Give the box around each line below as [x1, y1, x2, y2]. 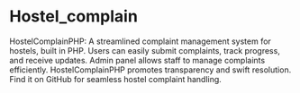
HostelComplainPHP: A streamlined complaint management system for [9, 36, 272, 46]
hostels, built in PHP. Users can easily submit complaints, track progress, [9, 45, 281, 55]
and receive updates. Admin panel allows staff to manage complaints [9, 55, 266, 65]
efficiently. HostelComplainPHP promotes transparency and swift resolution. [9, 64, 292, 75]
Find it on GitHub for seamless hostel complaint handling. [9, 73, 223, 84]
